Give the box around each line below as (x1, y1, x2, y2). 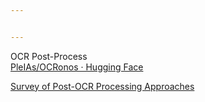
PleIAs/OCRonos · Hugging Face (10, 61, 144, 73)
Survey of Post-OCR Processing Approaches (10, 80, 195, 92)
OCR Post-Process (10, 50, 88, 62)
